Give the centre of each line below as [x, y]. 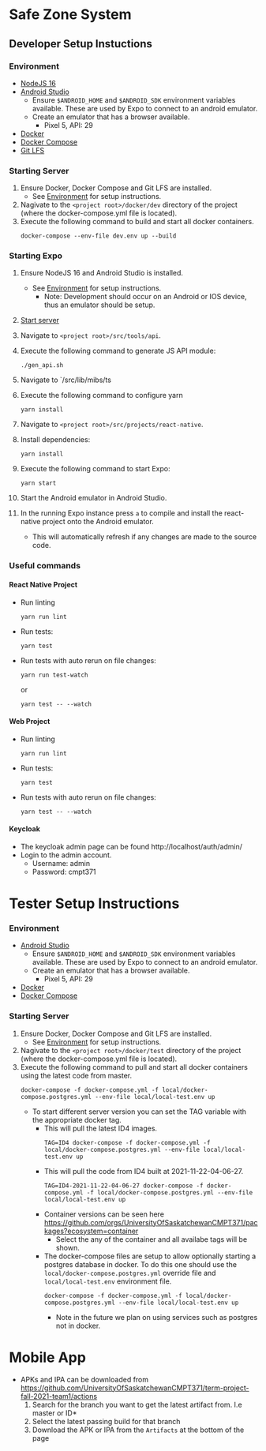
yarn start [38, 483]
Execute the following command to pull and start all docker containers [134, 1067]
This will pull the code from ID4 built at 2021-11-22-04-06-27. [144, 1171]
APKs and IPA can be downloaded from [84, 1379]
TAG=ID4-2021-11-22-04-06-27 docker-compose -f [124, 1186]
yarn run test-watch [54, 675]
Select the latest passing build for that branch [106, 1421]
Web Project [30, 722]
